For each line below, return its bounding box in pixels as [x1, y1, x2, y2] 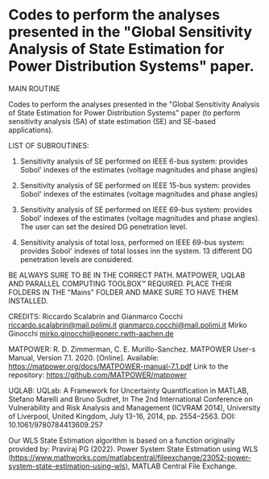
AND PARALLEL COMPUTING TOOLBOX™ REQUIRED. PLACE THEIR [8, 278, 232, 288]
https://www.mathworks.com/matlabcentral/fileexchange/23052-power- [10, 452, 252, 462]
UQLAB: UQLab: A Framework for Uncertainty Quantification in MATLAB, [8, 385, 250, 395]
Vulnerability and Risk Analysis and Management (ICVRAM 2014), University [8, 402, 261, 412]
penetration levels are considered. [19, 254, 134, 264]
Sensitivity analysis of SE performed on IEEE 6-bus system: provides [19, 156, 248, 166]
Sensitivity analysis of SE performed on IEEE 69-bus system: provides [19, 204, 253, 215]
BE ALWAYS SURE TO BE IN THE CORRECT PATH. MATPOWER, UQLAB [8, 270, 246, 280]
